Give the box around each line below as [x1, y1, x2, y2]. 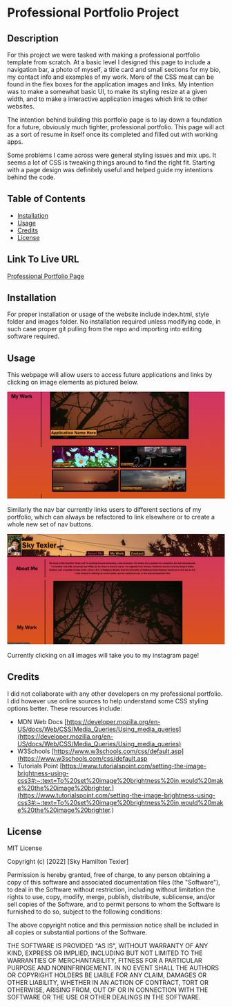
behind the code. [7, 173, 56, 181]
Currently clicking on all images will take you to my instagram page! [7, 651, 199, 659]
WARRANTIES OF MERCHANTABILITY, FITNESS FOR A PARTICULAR [7, 957, 202, 965]
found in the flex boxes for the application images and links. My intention [7, 80, 214, 88]
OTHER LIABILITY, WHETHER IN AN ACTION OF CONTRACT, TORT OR [7, 979, 209, 987]
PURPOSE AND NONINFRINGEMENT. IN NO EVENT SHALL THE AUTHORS [7, 963, 220, 972]
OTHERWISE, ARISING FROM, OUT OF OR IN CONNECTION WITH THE [7, 986, 209, 994]
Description [7, 33, 59, 44]
